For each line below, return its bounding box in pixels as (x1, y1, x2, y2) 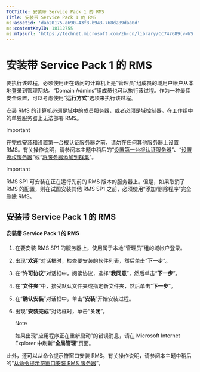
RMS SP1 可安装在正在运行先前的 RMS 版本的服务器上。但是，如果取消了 (6, 178, 185, 185)
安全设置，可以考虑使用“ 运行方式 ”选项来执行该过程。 (6, 94, 137, 102)
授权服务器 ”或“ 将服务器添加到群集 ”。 (6, 153, 97, 161)
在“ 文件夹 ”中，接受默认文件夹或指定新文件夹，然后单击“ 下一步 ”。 (14, 282, 176, 290)
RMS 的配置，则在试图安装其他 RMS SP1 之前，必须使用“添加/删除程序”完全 (6, 186, 192, 193)
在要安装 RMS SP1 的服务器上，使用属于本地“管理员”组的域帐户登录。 (14, 244, 186, 251)
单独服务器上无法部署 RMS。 (11, 115, 82, 122)
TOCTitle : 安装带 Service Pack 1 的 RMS (6, 8, 104, 15)
